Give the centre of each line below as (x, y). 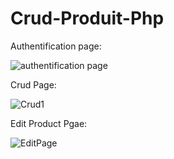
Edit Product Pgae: (49, 123)
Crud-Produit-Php (87, 18)
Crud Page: (33, 84)
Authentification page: (56, 46)
